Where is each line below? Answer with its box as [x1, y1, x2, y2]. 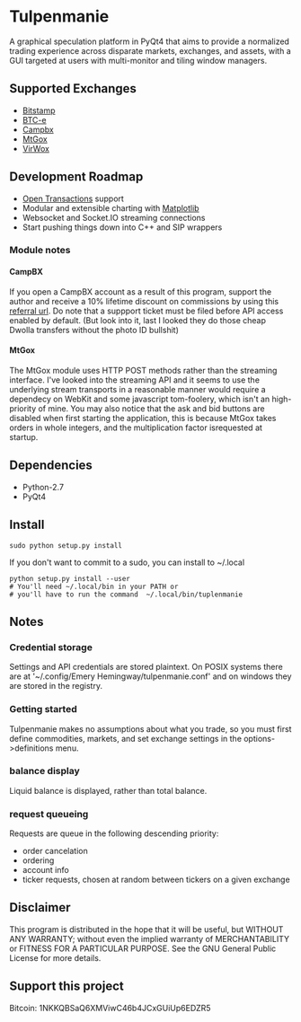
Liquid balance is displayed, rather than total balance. [9, 785, 208, 796]
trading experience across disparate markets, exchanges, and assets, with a [9, 45, 292, 56]
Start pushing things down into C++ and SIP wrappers [22, 222, 223, 233]
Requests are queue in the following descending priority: [9, 828, 219, 839]
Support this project [9, 979, 124, 994]
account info [22, 865, 69, 876]
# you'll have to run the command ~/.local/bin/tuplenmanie [9, 590, 243, 599]
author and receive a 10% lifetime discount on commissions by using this [9, 295, 279, 306]
